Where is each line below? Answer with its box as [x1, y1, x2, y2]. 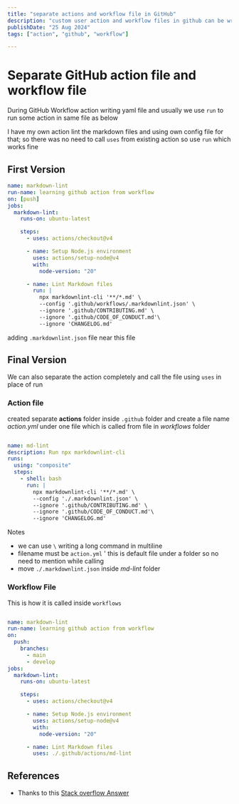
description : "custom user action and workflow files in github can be [7, 17, 224, 24]
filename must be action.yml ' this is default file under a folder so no [17, 549, 219, 558]
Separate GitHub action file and [7, 67, 197, 83]
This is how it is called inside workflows [7, 599, 122, 607]
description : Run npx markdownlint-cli [7, 449, 126, 456]
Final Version [7, 354, 67, 366]
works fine [7, 143, 39, 151]
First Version [7, 163, 65, 175]
